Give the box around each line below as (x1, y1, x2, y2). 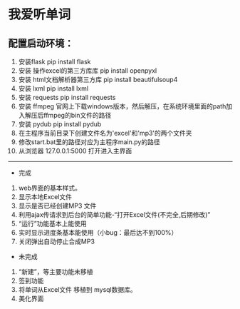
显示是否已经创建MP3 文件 (18, 201, 97, 210)
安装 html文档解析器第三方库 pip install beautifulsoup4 (18, 76, 178, 83)
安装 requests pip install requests (18, 93, 116, 101)
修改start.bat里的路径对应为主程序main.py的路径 (18, 138, 160, 146)
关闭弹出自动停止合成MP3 (18, 237, 95, 245)
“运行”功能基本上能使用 (18, 219, 88, 228)
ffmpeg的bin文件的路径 (43, 111, 112, 119)
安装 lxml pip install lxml (18, 84, 88, 93)
